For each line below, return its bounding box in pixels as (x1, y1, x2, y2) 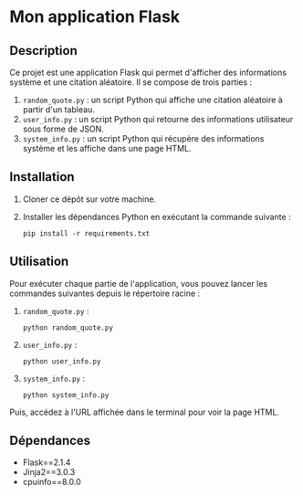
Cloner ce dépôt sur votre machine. (22, 194, 157, 205)
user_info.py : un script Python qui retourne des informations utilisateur (22, 114, 294, 124)
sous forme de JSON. (22, 123, 105, 134)
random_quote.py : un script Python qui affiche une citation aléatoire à (22, 94, 283, 105)
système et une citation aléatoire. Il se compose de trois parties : (9, 77, 253, 88)
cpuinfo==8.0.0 (22, 477, 82, 488)
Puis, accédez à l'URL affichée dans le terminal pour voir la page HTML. (9, 406, 280, 417)
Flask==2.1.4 (22, 457, 71, 468)
